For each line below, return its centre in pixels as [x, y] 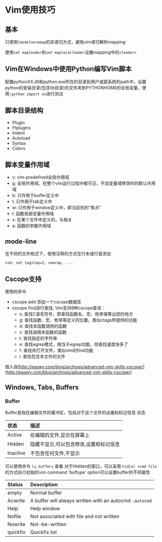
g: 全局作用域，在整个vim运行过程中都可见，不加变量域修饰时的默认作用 [84, 183]
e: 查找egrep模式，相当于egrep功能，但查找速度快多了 [74, 345]
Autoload [21, 138]
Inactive [16, 453]
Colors [19, 148]
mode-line [21, 241]
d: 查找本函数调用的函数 [43, 326]
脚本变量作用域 [27, 165]
